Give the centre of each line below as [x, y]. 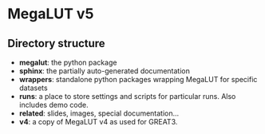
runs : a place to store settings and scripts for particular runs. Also [127, 96]
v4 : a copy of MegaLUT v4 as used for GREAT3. [98, 122]
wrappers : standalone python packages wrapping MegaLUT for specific [138, 79]
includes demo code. [53, 105]
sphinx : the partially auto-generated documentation [105, 71]
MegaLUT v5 [51, 14]
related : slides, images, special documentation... [99, 113]
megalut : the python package [68, 62]
